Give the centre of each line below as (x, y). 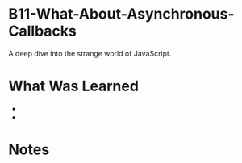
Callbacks (42, 31)
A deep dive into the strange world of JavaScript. (90, 53)
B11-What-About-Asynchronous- (122, 14)
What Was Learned (74, 86)
